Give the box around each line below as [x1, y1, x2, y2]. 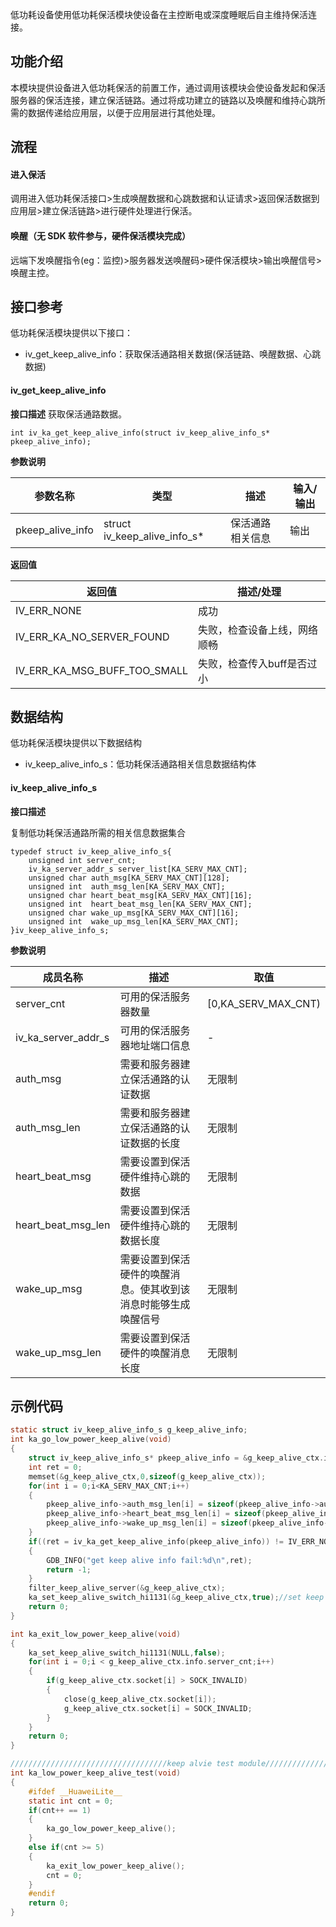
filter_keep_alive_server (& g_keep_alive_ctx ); [28, 1583, 226, 1593]
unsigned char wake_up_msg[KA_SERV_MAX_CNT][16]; [28, 908, 240, 918]
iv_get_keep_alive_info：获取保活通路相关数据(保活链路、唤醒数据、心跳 [24, 348, 322, 360]
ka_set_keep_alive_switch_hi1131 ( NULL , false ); [28, 1648, 226, 1658]
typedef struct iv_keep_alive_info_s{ [10, 846, 172, 857]
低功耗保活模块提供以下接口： [10, 327, 133, 339]
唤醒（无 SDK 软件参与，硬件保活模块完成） [10, 230, 191, 242]
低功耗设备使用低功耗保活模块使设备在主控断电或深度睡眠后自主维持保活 [10, 9, 308, 20]
